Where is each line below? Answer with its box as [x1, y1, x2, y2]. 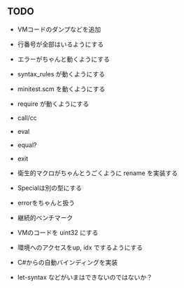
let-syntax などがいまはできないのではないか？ [17, 273, 153, 281]
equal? [17, 140, 37, 149]
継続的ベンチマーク [17, 213, 73, 221]
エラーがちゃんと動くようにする [17, 55, 110, 63]
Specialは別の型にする [17, 184, 83, 192]
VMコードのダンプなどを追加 [17, 25, 101, 34]
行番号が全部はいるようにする [17, 40, 104, 48]
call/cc [17, 114, 37, 122]
